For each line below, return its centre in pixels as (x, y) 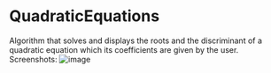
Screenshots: (33, 59)
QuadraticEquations (85, 16)
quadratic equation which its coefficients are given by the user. (124, 49)
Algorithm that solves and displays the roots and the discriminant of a (136, 40)
